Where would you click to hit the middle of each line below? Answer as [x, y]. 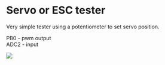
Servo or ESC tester [56, 10]
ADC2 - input [22, 44]
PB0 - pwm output [29, 38]
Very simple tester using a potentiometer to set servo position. [83, 27]
